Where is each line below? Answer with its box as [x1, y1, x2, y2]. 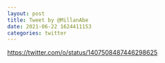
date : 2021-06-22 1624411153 [7, 23, 92, 30]
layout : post [7, 10, 45, 17]
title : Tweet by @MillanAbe [7, 17, 89, 24]
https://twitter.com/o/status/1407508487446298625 [7, 48, 158, 57]
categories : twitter [7, 29, 68, 37]
